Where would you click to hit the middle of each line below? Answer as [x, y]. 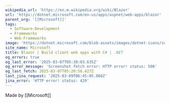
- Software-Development [35, 29]
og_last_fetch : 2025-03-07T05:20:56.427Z [50, 72]
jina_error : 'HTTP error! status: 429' [47, 81]
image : [12, 43]
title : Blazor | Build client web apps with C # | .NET [64, 52]
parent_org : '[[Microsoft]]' [36, 19]
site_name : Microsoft [28, 48]
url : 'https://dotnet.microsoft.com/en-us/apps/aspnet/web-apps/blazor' [83, 15]
